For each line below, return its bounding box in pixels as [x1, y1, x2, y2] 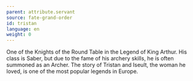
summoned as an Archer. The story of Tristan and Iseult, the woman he [6, 62, 186, 69]
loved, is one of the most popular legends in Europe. [6, 68, 138, 75]
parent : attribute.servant [6, 9, 75, 15]
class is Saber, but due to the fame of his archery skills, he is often [6, 55, 174, 62]
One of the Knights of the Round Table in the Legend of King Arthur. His [6, 48, 187, 55]
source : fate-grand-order [6, 15, 72, 21]
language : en [6, 26, 40, 32]
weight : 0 [6, 32, 32, 38]
